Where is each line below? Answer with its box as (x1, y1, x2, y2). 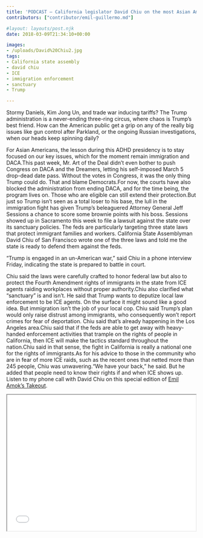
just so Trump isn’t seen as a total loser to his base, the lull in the (6, 198, 167, 205)
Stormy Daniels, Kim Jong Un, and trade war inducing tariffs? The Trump (6, 109, 187, 116)
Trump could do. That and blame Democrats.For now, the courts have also (6, 179, 192, 186)
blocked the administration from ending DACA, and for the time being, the (6, 185, 189, 192)
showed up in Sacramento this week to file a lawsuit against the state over (6, 217, 191, 225)
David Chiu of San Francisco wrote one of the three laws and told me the (6, 237, 187, 244)
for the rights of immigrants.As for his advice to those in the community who (6, 350, 196, 357)
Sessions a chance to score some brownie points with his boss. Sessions (6, 211, 188, 218)
